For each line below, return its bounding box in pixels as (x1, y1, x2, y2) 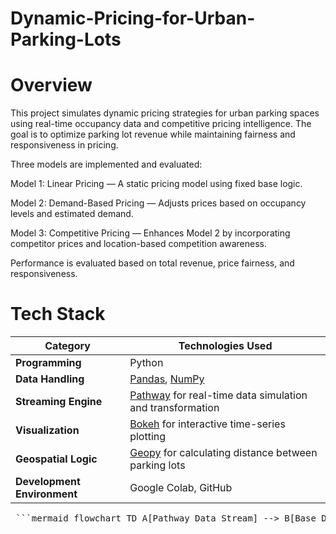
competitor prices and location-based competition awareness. (10, 238, 267, 250)
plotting (129, 430, 167, 444)
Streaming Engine (15, 395, 103, 409)
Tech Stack (10, 303, 106, 326)
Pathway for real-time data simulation (129, 388, 308, 402)
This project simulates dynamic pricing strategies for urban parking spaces (10, 107, 320, 119)
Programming (15, 356, 82, 370)
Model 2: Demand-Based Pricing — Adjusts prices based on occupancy (10, 197, 307, 209)
